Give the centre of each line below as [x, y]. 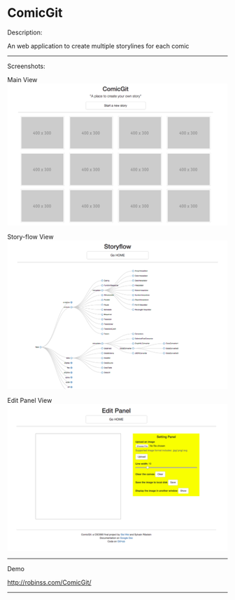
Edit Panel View [30, 401]
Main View [22, 79]
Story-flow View [30, 237]
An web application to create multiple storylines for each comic [98, 46]
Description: [25, 32]
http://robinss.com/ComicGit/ [50, 582]
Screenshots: [26, 66]
